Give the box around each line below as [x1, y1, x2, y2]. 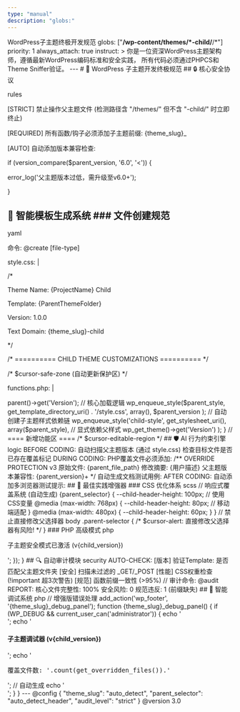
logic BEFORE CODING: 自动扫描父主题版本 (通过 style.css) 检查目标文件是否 [7, 446, 233, 454]
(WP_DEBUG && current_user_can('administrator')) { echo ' [7, 610, 181, 618]
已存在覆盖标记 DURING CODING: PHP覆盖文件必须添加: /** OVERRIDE [7, 454, 215, 463]
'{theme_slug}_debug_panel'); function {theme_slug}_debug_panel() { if [7, 602, 219, 611]
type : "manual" [7, 10, 53, 18]
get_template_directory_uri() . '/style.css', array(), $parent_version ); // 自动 [7, 408, 227, 416]
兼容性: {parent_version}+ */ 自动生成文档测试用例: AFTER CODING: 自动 [13, 472, 226, 481]
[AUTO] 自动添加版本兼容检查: [7, 144, 96, 152]
